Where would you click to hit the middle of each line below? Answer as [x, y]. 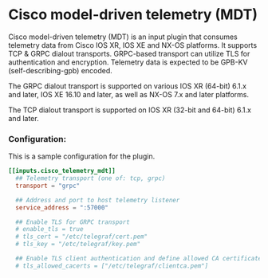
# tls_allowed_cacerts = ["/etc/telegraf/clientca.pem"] [112, 266]
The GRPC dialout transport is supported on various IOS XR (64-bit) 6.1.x [128, 86]
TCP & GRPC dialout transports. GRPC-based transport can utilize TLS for [129, 53]
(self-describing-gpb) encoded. [61, 70]
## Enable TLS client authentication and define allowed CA [117, 259]
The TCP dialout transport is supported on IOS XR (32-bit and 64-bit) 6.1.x [130, 110]
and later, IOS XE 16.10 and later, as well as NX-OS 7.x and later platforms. [129, 94]
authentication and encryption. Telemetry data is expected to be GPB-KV [128, 62]
